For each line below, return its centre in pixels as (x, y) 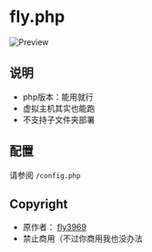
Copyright (39, 204)
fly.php (37, 17)
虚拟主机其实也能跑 (59, 108)
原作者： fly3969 (54, 227)
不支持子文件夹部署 (59, 120)
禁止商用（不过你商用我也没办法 (82, 238)
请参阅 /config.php (45, 174)
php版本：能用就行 (58, 97)
